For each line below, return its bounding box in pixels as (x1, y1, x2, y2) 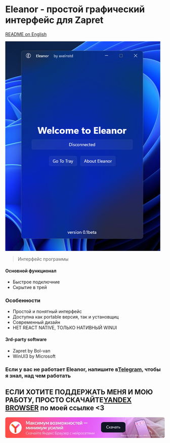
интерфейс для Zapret (5, 14, 104, 26)
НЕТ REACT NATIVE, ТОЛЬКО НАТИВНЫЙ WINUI (12, 325, 117, 331)
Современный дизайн (12, 319, 61, 326)
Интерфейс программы (17, 256, 69, 262)
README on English (5, 31, 47, 37)
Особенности (5, 297, 40, 304)
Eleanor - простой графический (5, 4, 145, 15)
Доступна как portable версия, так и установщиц (12, 314, 119, 320)
